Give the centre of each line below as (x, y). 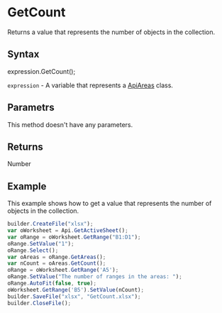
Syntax (23, 54)
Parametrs (31, 108)
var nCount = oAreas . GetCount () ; (57, 263)
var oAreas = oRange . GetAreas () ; (57, 257)
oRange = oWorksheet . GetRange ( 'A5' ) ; (63, 270)
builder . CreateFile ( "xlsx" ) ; (50, 224)
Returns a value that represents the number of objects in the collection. (111, 32)
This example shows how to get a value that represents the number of (110, 204)
